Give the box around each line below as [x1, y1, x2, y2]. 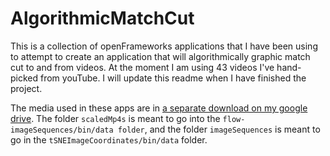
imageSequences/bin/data [10, 125, 114, 135]
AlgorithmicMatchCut [10, 7, 195, 30]
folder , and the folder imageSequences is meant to [117, 123, 321, 135]
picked [10, 72, 39, 84]
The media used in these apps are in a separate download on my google [10, 102, 308, 114]
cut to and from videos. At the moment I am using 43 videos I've [10, 61, 275, 73]
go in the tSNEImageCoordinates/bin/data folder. [10, 133, 208, 146]
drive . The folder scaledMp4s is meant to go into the [10, 112, 221, 124]
